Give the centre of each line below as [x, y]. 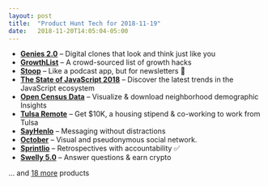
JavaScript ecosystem [57, 88]
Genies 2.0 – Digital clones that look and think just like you [118, 54]
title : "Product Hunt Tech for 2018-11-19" [85, 23]
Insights [33, 105]
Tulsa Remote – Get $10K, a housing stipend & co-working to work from [140, 114]
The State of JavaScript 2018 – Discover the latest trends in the [127, 80]
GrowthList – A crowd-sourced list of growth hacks [106, 62]
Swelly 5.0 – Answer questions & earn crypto [96, 158]
